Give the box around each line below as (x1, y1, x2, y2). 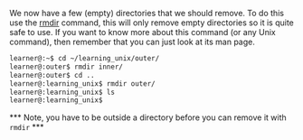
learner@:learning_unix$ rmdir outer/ (9, 79, 156, 89)
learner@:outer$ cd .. (9, 70, 95, 79)
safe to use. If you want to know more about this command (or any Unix (9, 27, 276, 37)
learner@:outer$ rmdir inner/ (9, 62, 124, 71)
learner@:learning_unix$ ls (9, 88, 116, 97)
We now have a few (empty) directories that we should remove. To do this (9, 8, 285, 18)
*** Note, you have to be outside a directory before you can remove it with (9, 112, 287, 123)
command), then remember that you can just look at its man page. (9, 36, 256, 47)
